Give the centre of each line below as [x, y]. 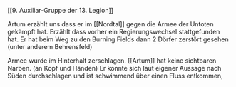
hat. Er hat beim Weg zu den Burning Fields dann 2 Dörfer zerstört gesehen [118, 39]
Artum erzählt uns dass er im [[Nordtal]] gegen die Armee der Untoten [111, 24]
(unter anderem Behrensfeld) [50, 47]
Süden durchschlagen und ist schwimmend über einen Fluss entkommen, [115, 76]
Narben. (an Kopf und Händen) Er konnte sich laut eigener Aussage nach [114, 68]
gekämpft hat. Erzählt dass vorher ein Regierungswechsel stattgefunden [114, 32]
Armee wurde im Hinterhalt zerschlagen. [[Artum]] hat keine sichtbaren [112, 61]
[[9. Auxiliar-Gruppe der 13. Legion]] [61, 10]
